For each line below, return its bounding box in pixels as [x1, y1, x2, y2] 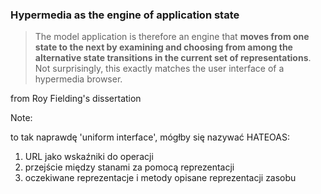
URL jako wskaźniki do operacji [24, 151, 154, 163]
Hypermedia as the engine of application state [10, 8, 240, 22]
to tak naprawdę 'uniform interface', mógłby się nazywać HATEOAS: [10, 131, 291, 143]
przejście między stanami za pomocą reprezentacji [24, 161, 235, 173]
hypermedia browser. [34, 73, 123, 85]
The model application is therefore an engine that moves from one [34, 31, 310, 43]
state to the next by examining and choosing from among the [34, 41, 293, 53]
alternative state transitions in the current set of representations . [34, 52, 312, 64]
